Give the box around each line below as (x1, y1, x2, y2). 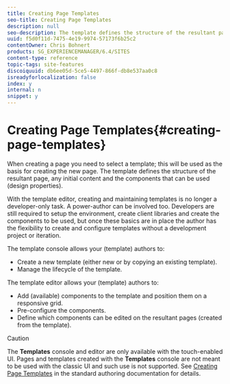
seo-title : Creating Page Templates (7, 16, 112, 23)
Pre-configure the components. (16, 306, 106, 314)
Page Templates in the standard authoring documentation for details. (7, 369, 201, 377)
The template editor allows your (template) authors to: (7, 278, 159, 287)
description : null (7, 23, 60, 29)
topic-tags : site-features (7, 61, 84, 68)
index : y (7, 80, 32, 87)
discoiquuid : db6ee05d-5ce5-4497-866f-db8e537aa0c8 (7, 67, 157, 74)
